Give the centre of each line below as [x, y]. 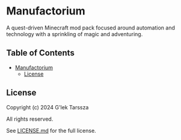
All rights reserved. [30, 119]
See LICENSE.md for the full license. [51, 130]
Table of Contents [41, 53]
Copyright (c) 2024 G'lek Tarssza [48, 107]
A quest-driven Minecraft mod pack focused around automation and [91, 28]
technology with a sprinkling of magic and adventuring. [75, 34]
